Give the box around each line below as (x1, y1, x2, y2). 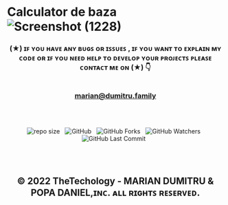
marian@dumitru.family (74, 91, 157, 100)
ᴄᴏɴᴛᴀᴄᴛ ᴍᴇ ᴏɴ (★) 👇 (80, 63, 151, 72)
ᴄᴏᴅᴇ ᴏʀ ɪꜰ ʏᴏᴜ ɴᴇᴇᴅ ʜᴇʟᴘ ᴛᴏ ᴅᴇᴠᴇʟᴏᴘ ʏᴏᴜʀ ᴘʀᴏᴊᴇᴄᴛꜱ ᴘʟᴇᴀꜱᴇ (19, 53, 212, 63)
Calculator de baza (7, 4, 117, 20)
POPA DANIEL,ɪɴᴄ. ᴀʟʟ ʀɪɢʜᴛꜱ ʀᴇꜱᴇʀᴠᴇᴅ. (30, 186, 201, 198)
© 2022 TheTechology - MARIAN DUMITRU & (16, 175, 214, 186)
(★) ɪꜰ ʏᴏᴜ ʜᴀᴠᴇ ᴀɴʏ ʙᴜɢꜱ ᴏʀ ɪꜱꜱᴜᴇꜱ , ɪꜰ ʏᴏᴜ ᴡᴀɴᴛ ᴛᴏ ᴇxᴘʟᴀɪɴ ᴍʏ (9, 44, 222, 54)
